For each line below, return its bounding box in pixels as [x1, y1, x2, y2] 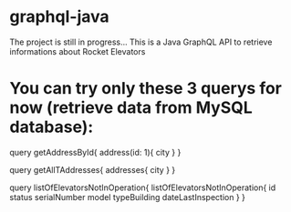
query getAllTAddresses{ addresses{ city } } [9, 164, 176, 175]
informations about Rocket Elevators [9, 45, 146, 56]
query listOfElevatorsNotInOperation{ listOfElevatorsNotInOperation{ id [9, 182, 276, 193]
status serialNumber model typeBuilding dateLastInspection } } [9, 191, 246, 202]
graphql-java [9, 6, 109, 27]
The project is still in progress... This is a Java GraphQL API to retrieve [9, 36, 273, 47]
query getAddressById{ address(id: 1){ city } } [9, 146, 182, 157]
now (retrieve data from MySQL [9, 97, 253, 118]
